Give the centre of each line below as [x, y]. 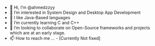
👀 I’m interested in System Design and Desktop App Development [75, 12]
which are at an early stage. [37, 33]
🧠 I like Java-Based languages [40, 17]
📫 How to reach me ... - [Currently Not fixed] [55, 38]
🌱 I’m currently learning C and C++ [44, 23]
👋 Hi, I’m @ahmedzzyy [32, 7]
